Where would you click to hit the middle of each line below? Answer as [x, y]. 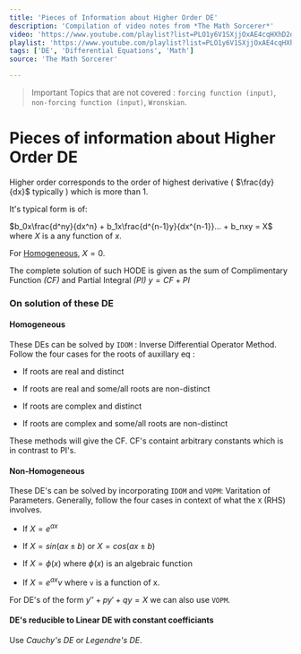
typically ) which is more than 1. [90, 191]
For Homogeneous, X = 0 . [57, 253]
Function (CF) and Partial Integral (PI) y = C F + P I [100, 280]
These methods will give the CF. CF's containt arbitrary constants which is [146, 441]
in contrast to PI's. [43, 451]
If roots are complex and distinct [82, 406]
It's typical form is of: [48, 209]
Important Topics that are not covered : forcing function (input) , [154, 92]
